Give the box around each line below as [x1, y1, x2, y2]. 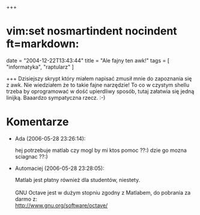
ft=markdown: [6, 37, 79, 51]
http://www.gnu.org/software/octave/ [14, 202, 108, 209]
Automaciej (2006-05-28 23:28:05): [14, 165, 105, 172]
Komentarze [6, 115, 69, 129]
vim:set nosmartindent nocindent [6, 25, 177, 38]
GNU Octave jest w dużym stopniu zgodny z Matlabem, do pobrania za [14, 189, 191, 196]
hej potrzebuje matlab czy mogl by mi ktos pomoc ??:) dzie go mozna [14, 147, 187, 154]
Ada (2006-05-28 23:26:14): [14, 135, 86, 142]
